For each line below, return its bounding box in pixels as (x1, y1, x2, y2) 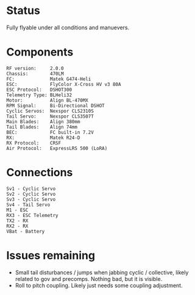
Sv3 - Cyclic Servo (6, 196, 56, 202)
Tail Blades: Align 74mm (6, 124, 78, 130)
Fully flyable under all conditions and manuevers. (6, 24, 130, 31)
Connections (6, 166, 73, 180)
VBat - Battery (6, 228, 45, 235)
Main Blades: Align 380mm (6, 118, 80, 125)
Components (6, 45, 74, 59)
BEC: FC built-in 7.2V (6, 129, 94, 135)
